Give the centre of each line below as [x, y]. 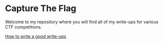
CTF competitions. [24, 27]
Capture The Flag [41, 8]
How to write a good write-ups [36, 36]
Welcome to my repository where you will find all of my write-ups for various [82, 22]
